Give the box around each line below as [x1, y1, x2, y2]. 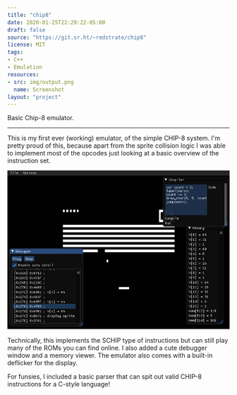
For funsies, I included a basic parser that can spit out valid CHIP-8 [7, 372, 202, 381]
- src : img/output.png [7, 78, 74, 86]
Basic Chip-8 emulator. [7, 114, 74, 122]
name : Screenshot [13, 86, 65, 93]
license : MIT [7, 41, 46, 49]
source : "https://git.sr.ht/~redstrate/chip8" [7, 34, 147, 41]
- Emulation [7, 64, 42, 71]
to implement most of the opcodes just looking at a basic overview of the [7, 149, 219, 158]
